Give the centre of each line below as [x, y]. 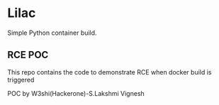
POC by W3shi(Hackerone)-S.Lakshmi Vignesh [76, 93]
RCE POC [28, 55]
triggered [21, 79]
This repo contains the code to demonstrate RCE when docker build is [109, 72]
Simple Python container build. [52, 33]
